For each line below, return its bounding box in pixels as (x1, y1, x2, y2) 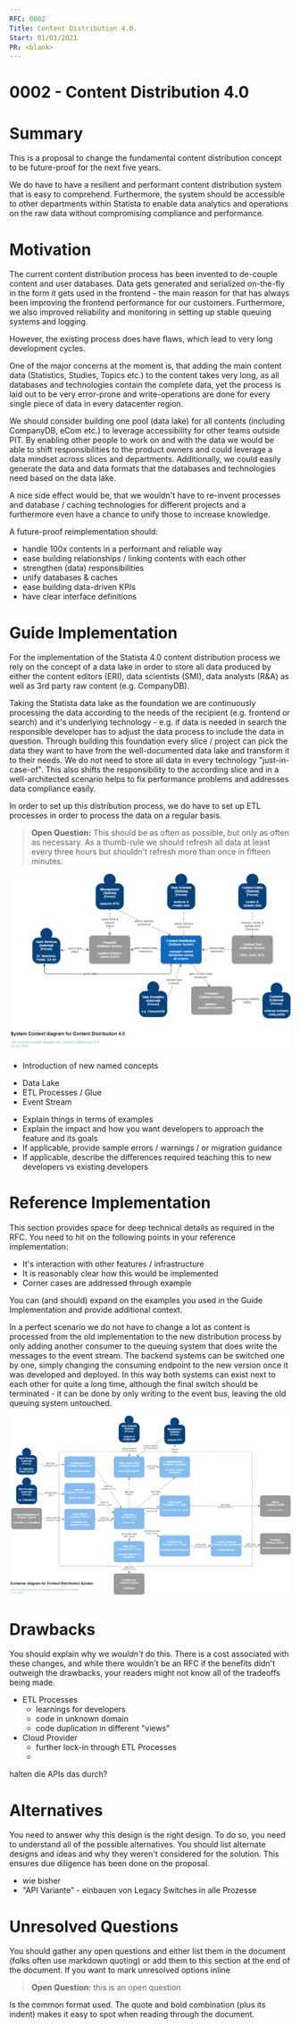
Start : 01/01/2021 (9, 33, 78, 42)
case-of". (9, 764, 44, 775)
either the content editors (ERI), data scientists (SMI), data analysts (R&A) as (9, 671, 289, 682)
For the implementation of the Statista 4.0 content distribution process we (9, 652, 281, 663)
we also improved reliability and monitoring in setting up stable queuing (9, 307, 272, 317)
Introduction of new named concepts (21, 1060, 159, 1072)
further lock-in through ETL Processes (35, 1742, 177, 1753)
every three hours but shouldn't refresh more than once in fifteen (30, 846, 271, 857)
